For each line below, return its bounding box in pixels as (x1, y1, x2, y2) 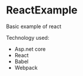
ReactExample (6, 4, 78, 17)
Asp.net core (14, 45, 46, 53)
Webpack (14, 64, 38, 71)
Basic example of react (6, 23, 61, 30)
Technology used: (6, 34, 50, 41)
